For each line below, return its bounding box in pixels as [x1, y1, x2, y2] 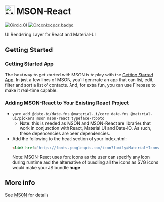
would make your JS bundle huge [12, 164, 81, 170]
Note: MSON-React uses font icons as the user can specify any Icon [12, 154, 150, 160]
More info [5, 179, 35, 187]
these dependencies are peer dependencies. [19, 130, 110, 136]
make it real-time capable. [5, 87, 58, 93]
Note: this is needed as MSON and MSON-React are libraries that [19, 120, 151, 126]
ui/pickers [12, 116, 35, 121]
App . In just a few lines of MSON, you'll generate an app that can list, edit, [5, 76, 154, 83]
